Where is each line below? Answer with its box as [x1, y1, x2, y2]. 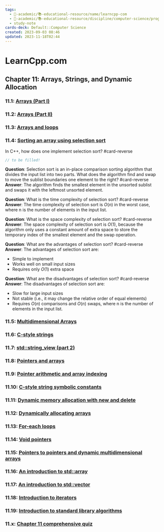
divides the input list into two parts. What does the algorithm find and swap [5, 172, 156, 177]
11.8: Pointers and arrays [5, 357, 65, 364]
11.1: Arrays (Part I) [5, 98, 50, 105]
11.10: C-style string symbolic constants [5, 383, 102, 390]
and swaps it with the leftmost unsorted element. [5, 187, 103, 193]
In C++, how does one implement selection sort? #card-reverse [5, 148, 133, 154]
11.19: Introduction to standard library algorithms [5, 508, 123, 514]
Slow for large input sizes [12, 291, 63, 296]
